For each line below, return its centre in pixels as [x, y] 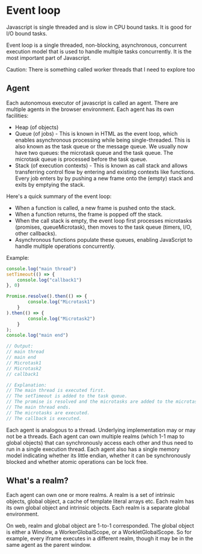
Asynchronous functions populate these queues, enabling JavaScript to [104, 239]
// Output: [20, 346]
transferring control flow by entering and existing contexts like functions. [105, 172]
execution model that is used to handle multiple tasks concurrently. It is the [99, 51]
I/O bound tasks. [27, 33]
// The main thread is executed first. [56, 391]
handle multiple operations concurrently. [65, 246]
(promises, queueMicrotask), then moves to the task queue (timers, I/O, [103, 227]
